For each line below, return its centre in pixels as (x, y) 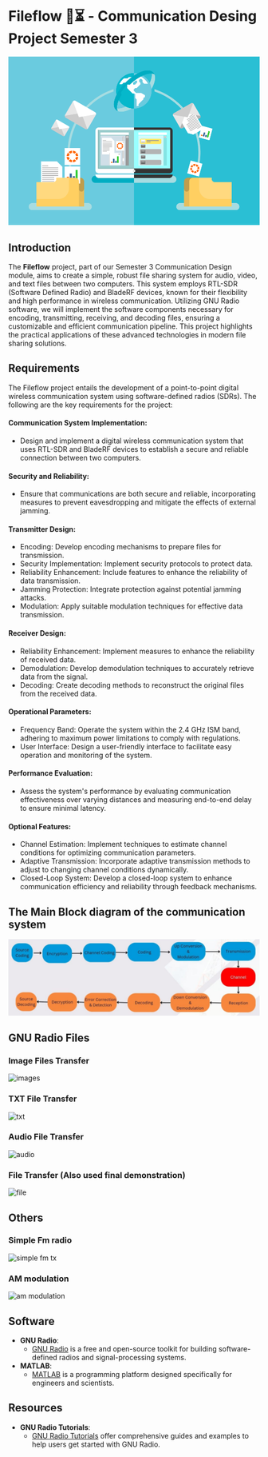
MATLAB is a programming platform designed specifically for (132, 1374)
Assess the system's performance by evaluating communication (125, 791)
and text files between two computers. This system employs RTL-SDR (123, 283)
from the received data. (58, 693)
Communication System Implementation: (78, 423)
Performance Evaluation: (51, 773)
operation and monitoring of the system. (86, 755)
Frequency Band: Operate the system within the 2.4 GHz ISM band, (130, 729)
